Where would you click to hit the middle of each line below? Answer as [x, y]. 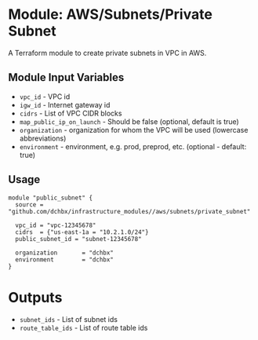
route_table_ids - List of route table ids [84, 327]
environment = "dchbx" [64, 260]
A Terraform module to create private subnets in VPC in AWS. [107, 53]
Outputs [35, 297]
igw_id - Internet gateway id [65, 104]
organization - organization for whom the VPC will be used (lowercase [134, 130]
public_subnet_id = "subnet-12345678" [79, 239]
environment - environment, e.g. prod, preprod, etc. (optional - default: [133, 146]
